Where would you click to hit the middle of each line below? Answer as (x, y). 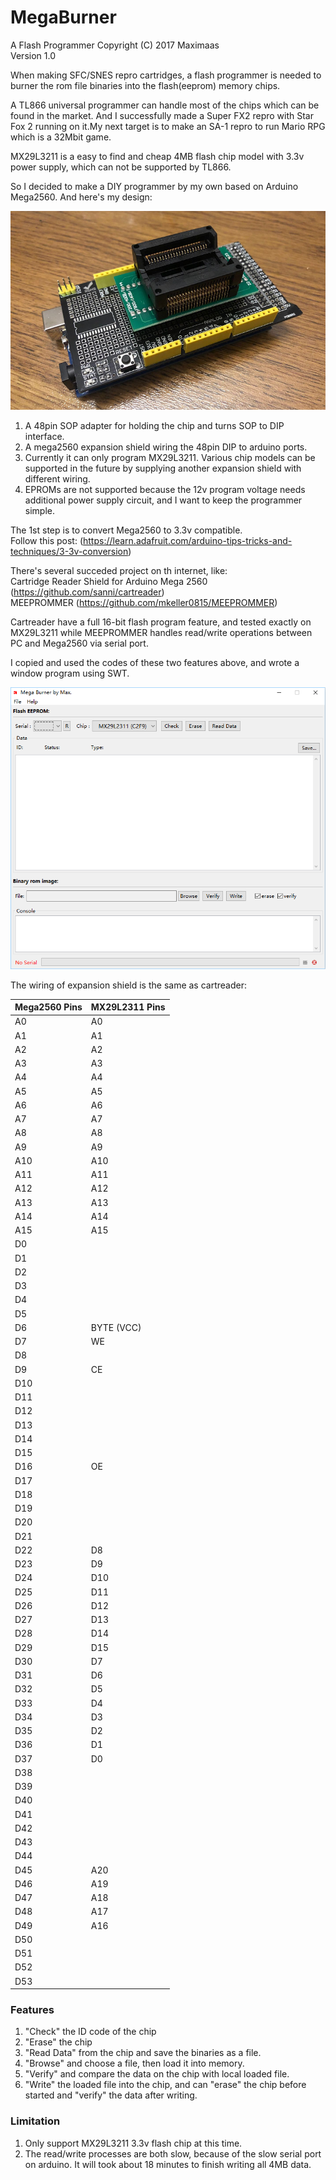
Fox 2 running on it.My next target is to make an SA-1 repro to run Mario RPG (168, 126)
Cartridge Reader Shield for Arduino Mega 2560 (109, 582)
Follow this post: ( (47, 541)
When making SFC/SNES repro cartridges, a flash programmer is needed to (166, 75)
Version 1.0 (33, 55)
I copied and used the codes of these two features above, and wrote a (155, 663)
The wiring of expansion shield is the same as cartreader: (128, 985)
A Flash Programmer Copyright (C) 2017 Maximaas (115, 45)
